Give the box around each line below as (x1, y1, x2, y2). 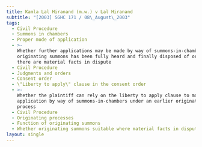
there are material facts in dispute (17, 59, 112, 65)
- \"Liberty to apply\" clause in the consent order (11, 82, 147, 88)
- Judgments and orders (11, 70, 71, 76)
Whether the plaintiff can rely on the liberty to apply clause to (17, 92, 189, 98)
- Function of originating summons (11, 121, 101, 127)
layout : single (6, 131, 44, 138)
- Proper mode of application (11, 37, 87, 43)
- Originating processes (11, 115, 74, 121)
